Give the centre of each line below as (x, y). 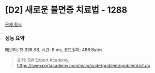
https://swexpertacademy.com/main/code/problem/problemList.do (84, 66)
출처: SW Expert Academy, (43, 60)
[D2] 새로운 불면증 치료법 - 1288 (66, 10)
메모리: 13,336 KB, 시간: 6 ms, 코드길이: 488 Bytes (54, 50)
